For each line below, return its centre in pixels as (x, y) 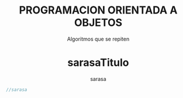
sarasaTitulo (98, 63)
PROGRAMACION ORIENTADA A (98, 10)
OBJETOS (98, 23)
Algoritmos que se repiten (98, 39)
